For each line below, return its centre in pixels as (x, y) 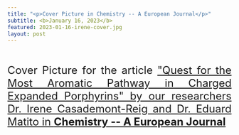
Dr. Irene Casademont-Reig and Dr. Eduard (119, 109)
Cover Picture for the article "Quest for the (119, 70)
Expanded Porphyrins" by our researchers (119, 96)
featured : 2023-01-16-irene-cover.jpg (65, 27)
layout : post (27, 34)
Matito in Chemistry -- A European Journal (117, 122)
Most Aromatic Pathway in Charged (119, 83)
